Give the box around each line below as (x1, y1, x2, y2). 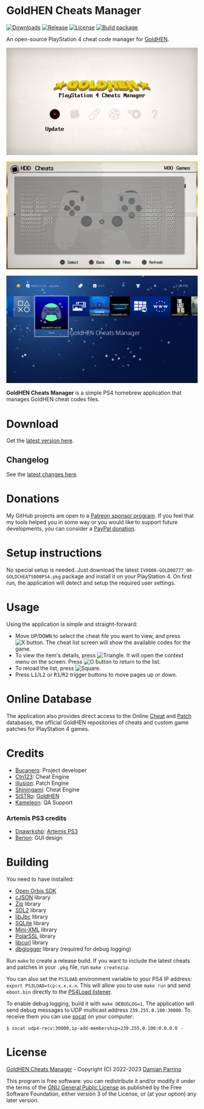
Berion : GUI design (15, 834, 63, 841)
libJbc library (15, 913, 49, 920)
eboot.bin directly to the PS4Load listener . (6, 988, 112, 995)
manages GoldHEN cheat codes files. (6, 396, 100, 403)
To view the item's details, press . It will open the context (15, 652, 184, 659)
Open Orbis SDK (15, 887, 56, 895)
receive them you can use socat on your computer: (6, 1013, 134, 1020)
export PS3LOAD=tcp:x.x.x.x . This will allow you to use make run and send (6, 982, 191, 989)
